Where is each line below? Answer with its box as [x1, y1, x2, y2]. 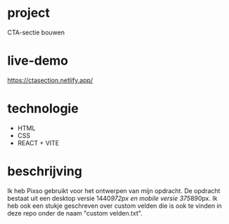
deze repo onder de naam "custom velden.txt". [7, 209, 143, 217]
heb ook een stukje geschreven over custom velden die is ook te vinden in [7, 202, 223, 210]
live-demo [7, 53, 69, 69]
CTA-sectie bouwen [7, 28, 65, 37]
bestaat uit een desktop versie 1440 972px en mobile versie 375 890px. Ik [7, 194, 218, 202]
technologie [7, 100, 79, 117]
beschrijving [7, 164, 83, 179]
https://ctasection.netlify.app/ [7, 76, 93, 84]
